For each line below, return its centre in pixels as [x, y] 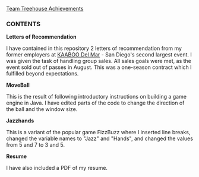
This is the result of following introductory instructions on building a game [97, 97]
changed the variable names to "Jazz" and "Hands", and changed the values [99, 138]
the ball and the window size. [42, 109]
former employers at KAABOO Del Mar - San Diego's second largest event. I [99, 55]
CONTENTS [23, 24]
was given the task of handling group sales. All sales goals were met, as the [99, 61]
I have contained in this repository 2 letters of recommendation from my [94, 48]
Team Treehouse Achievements [45, 9]
